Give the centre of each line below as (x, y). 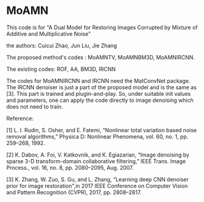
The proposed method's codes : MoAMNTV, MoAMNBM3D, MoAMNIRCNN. (101, 57)
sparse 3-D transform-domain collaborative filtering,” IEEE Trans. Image (96, 161)
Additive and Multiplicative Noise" (49, 33)
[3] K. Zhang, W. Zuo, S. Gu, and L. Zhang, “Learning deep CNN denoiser (98, 179)
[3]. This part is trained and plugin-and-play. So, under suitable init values (99, 93)
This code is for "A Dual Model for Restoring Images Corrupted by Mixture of (102, 27)
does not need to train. (35, 106)
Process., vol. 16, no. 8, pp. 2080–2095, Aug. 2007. (70, 167)
